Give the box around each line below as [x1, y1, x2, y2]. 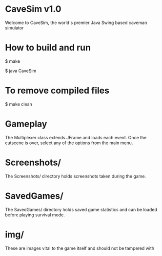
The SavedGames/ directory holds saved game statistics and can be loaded [5, 206, 158, 212]
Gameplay [5, 119, 47, 129]
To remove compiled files [5, 85, 110, 96]
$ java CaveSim [5, 68, 37, 74]
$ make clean [5, 101, 33, 107]
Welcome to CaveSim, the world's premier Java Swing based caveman [5, 20, 147, 26]
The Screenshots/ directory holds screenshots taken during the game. [5, 173, 146, 179]
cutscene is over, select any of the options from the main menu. [5, 140, 133, 146]
